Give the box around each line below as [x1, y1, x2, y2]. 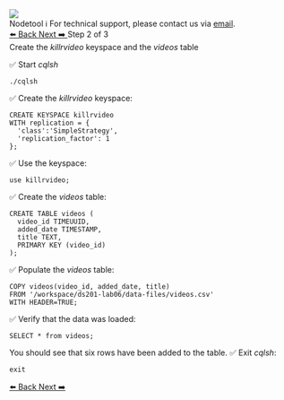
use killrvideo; [9, 176, 70, 185]
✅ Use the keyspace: [9, 158, 87, 169]
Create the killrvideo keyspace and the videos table [9, 42, 199, 52]
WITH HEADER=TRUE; [9, 298, 78, 307]
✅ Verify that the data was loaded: [9, 314, 136, 324]
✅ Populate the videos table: [9, 265, 115, 274]
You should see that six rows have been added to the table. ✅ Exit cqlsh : [9, 347, 277, 358]
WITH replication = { [9, 118, 90, 127]
